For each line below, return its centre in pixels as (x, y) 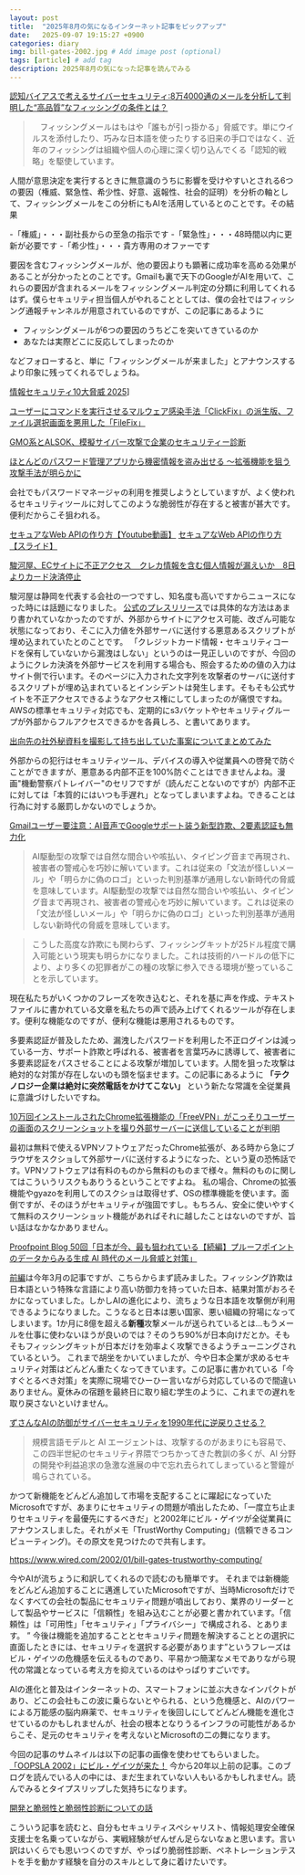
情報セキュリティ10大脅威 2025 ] (70, 391)
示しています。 (75, 978)
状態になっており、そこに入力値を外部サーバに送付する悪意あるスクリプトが (152, 630)
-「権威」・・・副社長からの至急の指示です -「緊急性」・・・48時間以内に (147, 234)
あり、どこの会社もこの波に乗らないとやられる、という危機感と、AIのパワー (152, 1701)
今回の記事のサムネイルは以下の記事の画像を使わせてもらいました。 (137, 1754)
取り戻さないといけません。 (61, 1403)
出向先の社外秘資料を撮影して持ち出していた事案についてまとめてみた (141, 741)
